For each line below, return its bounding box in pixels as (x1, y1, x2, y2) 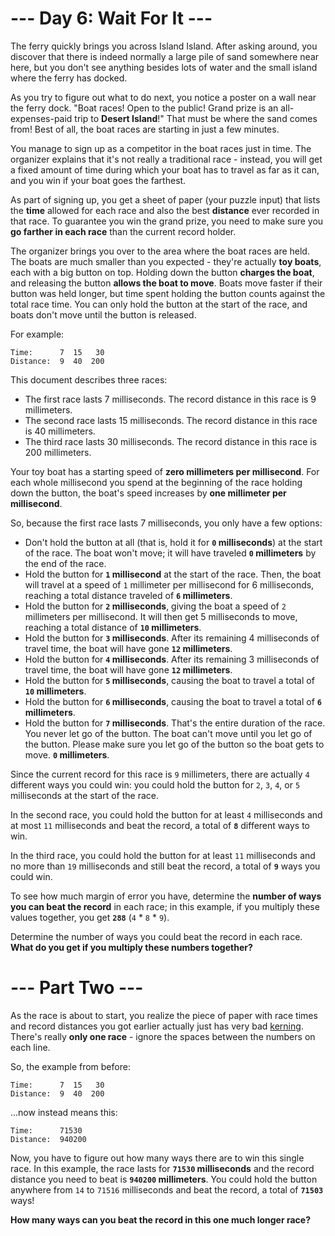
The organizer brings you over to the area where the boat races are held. (10, 245, 310, 257)
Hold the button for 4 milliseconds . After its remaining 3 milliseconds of (24, 653, 320, 665)
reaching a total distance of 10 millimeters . (24, 621, 202, 633)
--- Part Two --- (10, 977, 144, 999)
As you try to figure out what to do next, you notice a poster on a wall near (10, 91, 317, 103)
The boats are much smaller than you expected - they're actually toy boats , (10, 255, 322, 267)
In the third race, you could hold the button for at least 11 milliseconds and (10, 849, 316, 861)
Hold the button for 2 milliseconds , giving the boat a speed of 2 (24, 600, 287, 612)
